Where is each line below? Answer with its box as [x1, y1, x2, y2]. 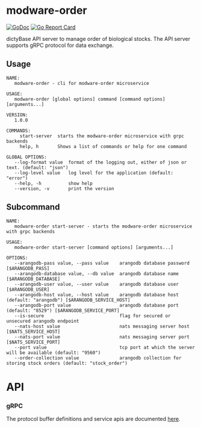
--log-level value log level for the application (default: [14, 170, 173, 176]
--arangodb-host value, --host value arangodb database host [14, 291, 179, 298]
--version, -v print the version [14, 185, 114, 191]
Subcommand [6, 202, 60, 212]
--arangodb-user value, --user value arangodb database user [14, 281, 179, 287]
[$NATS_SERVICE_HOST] [6, 329, 61, 335]
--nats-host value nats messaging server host [14, 323, 190, 329]
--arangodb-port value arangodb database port [14, 302, 179, 308]
